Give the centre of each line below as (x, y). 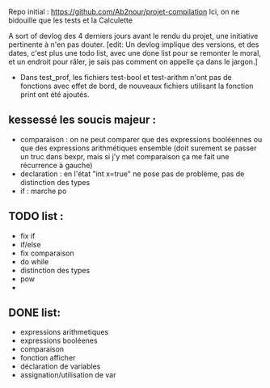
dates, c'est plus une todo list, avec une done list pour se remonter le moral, (135, 53)
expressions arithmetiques (64, 332)
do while (34, 261)
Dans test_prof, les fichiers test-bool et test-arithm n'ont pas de (126, 77)
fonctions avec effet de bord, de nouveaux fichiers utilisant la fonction (137, 86)
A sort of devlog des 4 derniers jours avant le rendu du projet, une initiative (133, 36)
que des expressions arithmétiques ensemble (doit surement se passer (138, 148)
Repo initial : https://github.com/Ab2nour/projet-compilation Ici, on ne (124, 12)
